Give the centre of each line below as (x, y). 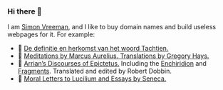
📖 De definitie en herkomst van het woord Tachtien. (93, 49)
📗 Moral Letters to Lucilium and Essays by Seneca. (92, 79)
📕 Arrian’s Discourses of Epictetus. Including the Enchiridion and (112, 64)
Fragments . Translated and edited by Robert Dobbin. (95, 71)
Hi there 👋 (25, 11)
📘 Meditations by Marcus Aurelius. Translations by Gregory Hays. (113, 56)
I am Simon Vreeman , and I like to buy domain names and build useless (111, 27)
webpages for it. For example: (51, 34)
